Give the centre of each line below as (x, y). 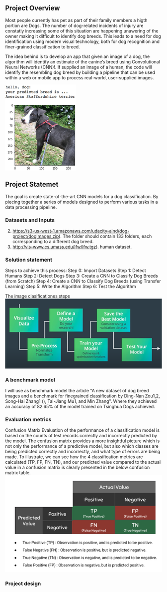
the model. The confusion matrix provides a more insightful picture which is (83, 441)
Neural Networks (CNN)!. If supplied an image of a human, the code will (79, 67)
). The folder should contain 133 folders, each (105, 236)
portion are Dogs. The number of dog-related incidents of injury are (74, 25)
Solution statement (29, 260)
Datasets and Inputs (30, 220)
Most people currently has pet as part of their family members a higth (76, 20)
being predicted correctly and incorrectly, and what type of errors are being (83, 452)
